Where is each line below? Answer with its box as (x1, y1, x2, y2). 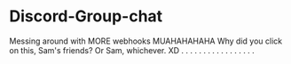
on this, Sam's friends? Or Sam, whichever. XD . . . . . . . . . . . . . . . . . (9, 44, 255, 55)
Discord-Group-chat (9, 6, 163, 27)
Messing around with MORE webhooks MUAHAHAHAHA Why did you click (9, 36, 282, 46)
